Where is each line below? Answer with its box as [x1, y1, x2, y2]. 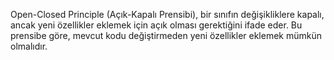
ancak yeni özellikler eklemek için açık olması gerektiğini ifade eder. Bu [10, 19, 303, 31]
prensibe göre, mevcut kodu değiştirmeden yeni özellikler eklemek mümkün [10, 30, 323, 41]
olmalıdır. [10, 40, 48, 52]
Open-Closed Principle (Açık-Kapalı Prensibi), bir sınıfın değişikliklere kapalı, [10, 9, 325, 20]
